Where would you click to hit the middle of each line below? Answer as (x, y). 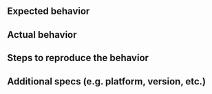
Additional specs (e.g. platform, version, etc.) (107, 81)
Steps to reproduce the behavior (78, 58)
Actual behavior (42, 35)
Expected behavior (49, 11)
